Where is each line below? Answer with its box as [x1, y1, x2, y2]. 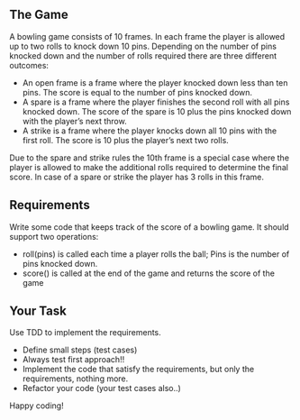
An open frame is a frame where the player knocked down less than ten [22, 77, 288, 88]
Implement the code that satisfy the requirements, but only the [22, 364, 255, 375]
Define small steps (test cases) [22, 344, 138, 355]
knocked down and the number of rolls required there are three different [9, 50, 277, 61]
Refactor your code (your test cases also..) [22, 383, 182, 394]
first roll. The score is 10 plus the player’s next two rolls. [22, 134, 230, 145]
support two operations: [9, 231, 99, 242]
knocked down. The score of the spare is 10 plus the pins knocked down [22, 105, 292, 116]
